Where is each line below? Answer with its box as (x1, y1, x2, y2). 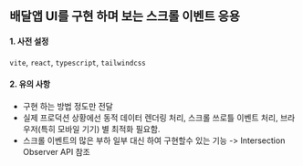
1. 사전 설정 (9, 36, 49, 47)
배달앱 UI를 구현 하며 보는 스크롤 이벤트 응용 (9, 8, 240, 25)
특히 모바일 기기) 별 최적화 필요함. (40, 123, 161, 134)
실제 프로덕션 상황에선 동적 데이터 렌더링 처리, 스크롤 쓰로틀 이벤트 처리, (22, 112, 278, 123)
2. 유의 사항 (9, 78, 51, 89)
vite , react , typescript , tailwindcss (9, 57, 146, 67)
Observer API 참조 (22, 146, 91, 157)
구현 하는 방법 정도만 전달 (22, 100, 114, 111)
